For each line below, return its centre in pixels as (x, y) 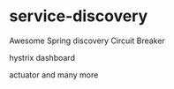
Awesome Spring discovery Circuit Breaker (87, 41)
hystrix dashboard (42, 57)
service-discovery (79, 16)
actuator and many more (54, 74)
